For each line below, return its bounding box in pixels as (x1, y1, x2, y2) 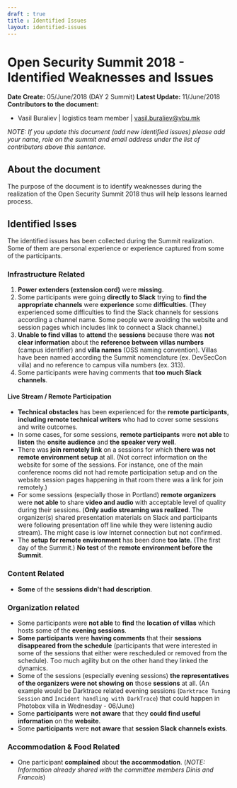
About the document (7, 163, 100, 175)
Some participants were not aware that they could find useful (17, 709, 201, 718)
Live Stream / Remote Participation (7, 392, 112, 401)
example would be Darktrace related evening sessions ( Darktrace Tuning (17, 687, 231, 695)
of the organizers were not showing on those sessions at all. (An (17, 679, 210, 688)
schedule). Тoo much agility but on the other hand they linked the (17, 657, 209, 665)
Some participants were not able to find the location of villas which (17, 618, 216, 628)
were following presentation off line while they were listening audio (17, 521, 213, 529)
